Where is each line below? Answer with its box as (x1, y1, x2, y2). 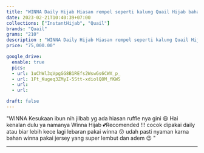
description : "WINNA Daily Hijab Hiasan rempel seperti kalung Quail (6, 37, 189, 43)
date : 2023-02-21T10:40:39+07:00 (6, 15, 91, 21)
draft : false (6, 98, 39, 105)
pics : (12, 65, 26, 71)
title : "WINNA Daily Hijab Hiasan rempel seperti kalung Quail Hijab (6, 8, 186, 15)
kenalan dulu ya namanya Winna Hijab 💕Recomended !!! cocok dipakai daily (6, 121, 195, 128)
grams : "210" (6, 31, 39, 37)
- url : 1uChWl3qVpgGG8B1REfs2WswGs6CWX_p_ (12, 70, 121, 76)
